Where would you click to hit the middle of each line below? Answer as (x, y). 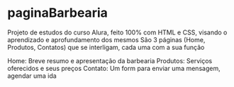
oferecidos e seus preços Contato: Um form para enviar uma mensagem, (114, 68)
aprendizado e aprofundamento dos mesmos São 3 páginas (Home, (106, 39)
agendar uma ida (32, 76)
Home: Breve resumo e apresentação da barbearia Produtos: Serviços (110, 60)
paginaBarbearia (57, 13)
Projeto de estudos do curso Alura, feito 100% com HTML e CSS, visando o (117, 32)
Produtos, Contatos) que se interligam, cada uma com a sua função (106, 47)
